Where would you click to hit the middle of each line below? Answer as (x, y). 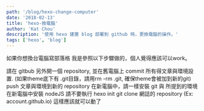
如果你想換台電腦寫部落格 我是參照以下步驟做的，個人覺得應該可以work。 (98, 58)
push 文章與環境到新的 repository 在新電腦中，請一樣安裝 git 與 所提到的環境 (102, 86)
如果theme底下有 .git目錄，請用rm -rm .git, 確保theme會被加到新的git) (104, 79)
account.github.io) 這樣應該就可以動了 (54, 101)
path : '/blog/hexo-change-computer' (53, 12)
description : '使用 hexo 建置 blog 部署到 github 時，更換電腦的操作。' (92, 35)
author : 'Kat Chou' (31, 29)
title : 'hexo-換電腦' (32, 23)
